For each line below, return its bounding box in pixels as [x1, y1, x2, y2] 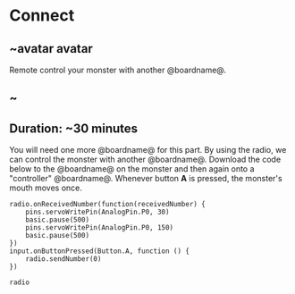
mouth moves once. [9, 182, 83, 193]
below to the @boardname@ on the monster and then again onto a [9, 164, 255, 174]
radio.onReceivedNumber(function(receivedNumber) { [9, 200, 206, 209]
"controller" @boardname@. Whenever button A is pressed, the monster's [9, 173, 283, 184]
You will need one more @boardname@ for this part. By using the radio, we [9, 145, 287, 155]
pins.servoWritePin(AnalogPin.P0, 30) [25, 207, 170, 217]
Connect [9, 5, 75, 26]
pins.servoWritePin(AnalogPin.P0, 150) [25, 223, 174, 232]
